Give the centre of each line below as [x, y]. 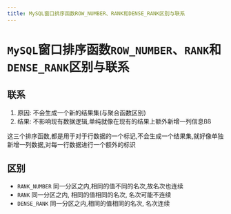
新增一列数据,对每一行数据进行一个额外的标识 [72, 144]
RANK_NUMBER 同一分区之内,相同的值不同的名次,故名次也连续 [100, 186]
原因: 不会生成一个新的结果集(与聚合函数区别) [81, 113]
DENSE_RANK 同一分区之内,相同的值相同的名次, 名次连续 [93, 204]
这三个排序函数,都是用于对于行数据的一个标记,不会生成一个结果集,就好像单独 [115, 136]
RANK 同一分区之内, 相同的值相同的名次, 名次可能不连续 [94, 195]
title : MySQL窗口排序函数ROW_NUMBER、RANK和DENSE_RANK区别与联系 [96, 13]
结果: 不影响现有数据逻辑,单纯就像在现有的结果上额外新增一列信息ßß [114, 121]
